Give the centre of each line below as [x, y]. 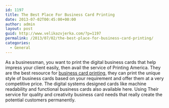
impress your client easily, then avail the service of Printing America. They [83, 67]
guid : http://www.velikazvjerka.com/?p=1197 [53, 33]
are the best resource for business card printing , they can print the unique [83, 73]
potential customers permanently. [40, 100]
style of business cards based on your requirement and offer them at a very [84, 78]
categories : [18, 43]
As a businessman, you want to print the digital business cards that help [81, 62]
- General [20, 48]
